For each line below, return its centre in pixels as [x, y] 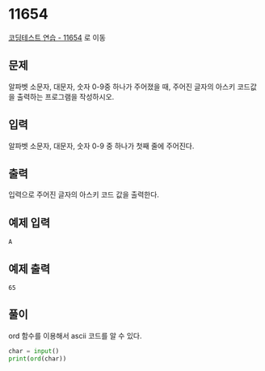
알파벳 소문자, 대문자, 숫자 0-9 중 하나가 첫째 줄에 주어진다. [101, 146]
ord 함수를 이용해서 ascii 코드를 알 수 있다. [75, 335]
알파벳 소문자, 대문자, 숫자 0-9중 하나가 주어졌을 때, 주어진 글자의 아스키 [122, 87]
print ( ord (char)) [38, 358]
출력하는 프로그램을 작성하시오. [65, 96]
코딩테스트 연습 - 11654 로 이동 [57, 37]
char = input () [34, 351]
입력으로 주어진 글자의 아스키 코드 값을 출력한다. [84, 194]
